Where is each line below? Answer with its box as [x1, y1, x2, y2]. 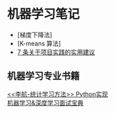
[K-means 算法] [17, 39, 61, 47]
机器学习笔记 [7, 6, 81, 22]
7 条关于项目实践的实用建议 [17, 48, 95, 56]
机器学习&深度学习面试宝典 [7, 98, 84, 107]
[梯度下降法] [17, 31, 53, 39]
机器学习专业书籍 [7, 70, 80, 82]
